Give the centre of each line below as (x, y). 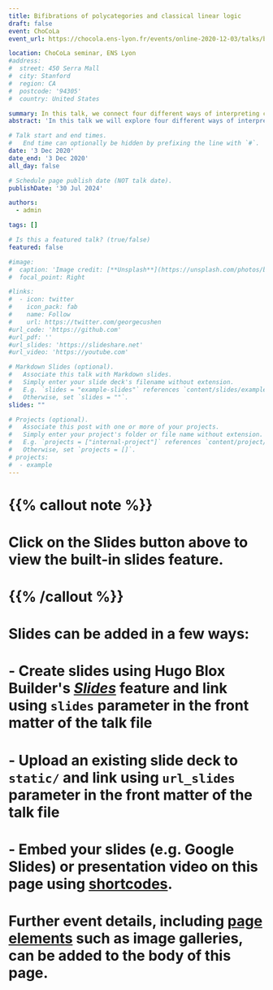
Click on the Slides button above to (128, 542)
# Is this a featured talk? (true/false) (80, 240)
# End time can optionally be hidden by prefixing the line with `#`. (134, 143)
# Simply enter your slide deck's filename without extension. (121, 382)
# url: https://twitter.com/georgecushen (85, 322)
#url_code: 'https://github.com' (65, 329)
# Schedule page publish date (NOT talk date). (91, 181)
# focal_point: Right (47, 277)
